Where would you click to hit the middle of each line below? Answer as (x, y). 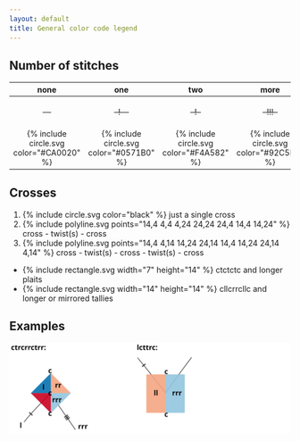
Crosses (33, 193)
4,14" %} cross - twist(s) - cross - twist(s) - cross (113, 252)
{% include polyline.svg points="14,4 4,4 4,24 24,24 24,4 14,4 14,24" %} (156, 224)
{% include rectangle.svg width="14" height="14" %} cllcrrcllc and (145, 288)
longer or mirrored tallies (67, 298)
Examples (37, 326)
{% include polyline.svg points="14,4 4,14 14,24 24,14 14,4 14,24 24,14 (150, 243)
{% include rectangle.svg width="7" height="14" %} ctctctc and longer (152, 270)
